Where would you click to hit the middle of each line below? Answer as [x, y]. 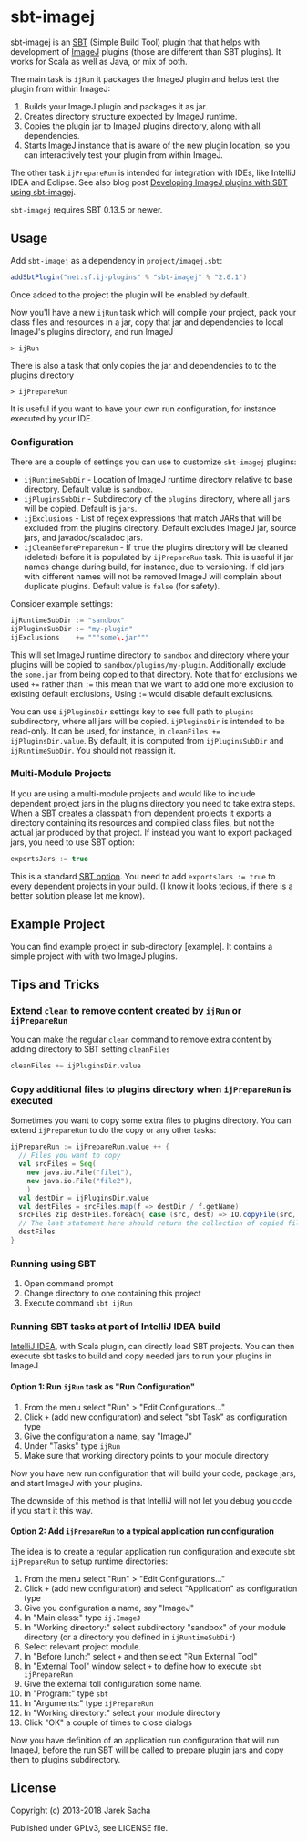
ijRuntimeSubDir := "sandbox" [68, 620]
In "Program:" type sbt [66, 1693]
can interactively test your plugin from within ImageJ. [123, 155]
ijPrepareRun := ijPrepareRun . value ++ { [90, 1147]
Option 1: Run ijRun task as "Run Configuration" [102, 1387]
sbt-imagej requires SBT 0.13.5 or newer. [87, 209]
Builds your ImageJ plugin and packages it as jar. [115, 106]
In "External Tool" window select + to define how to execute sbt [143, 1666]
